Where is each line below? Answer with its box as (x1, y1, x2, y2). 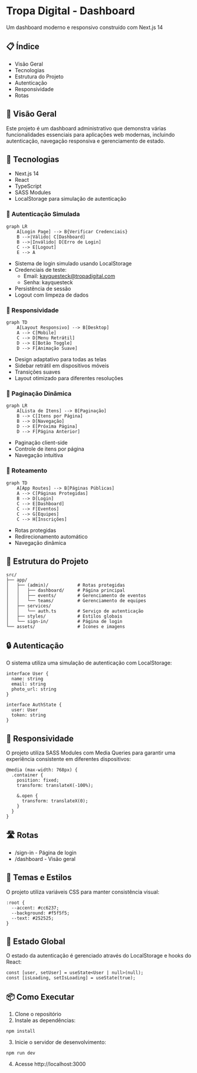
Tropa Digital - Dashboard (6, 4, 135, 18)
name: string (11, 676, 44, 682)
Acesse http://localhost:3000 (14, 1061, 86, 1068)
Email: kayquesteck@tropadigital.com (23, 272, 116, 280)
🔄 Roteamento (6, 467, 48, 475)
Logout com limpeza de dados (14, 291, 89, 298)
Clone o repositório (14, 1011, 62, 1018)
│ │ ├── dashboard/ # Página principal (6, 587, 126, 593)
